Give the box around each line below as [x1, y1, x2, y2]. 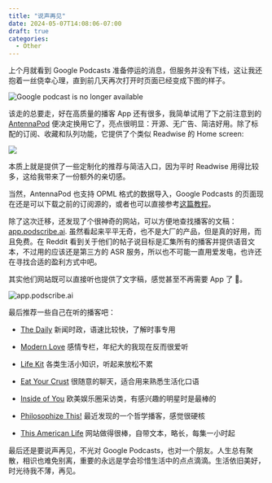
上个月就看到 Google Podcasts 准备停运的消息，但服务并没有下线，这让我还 [8, 66, 263, 76]
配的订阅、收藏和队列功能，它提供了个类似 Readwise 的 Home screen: [8, 129, 244, 139]
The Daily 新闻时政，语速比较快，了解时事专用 [20, 324, 176, 334]
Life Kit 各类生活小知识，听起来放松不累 [20, 359, 153, 369]
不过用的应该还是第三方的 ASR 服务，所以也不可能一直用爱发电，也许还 [22, 247, 262, 257]
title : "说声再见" [8, 11, 67, 20]
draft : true [8, 27, 49, 35]
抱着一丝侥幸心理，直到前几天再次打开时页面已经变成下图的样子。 [8, 76, 230, 85]
